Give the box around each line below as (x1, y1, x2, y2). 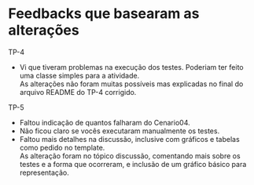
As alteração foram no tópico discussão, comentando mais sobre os (19, 151, 241, 161)
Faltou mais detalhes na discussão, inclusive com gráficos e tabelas (19, 134, 240, 143)
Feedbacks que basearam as (8, 5, 200, 23)
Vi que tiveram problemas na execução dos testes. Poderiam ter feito (19, 62, 244, 71)
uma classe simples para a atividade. (19, 71, 140, 80)
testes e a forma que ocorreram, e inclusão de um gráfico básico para (19, 159, 247, 169)
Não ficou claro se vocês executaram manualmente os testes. (19, 126, 220, 136)
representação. (19, 168, 69, 177)
